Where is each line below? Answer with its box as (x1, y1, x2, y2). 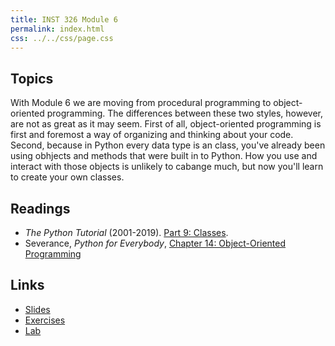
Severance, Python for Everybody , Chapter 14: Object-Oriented (24, 237, 287, 249)
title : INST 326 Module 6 (10, 14, 118, 25)
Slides (24, 303, 51, 315)
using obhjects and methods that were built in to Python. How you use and (10, 150, 318, 162)
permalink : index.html (10, 24, 105, 34)
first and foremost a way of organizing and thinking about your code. (10, 129, 294, 141)
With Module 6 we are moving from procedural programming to (10, 97, 272, 109)
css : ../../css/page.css (10, 33, 114, 43)
